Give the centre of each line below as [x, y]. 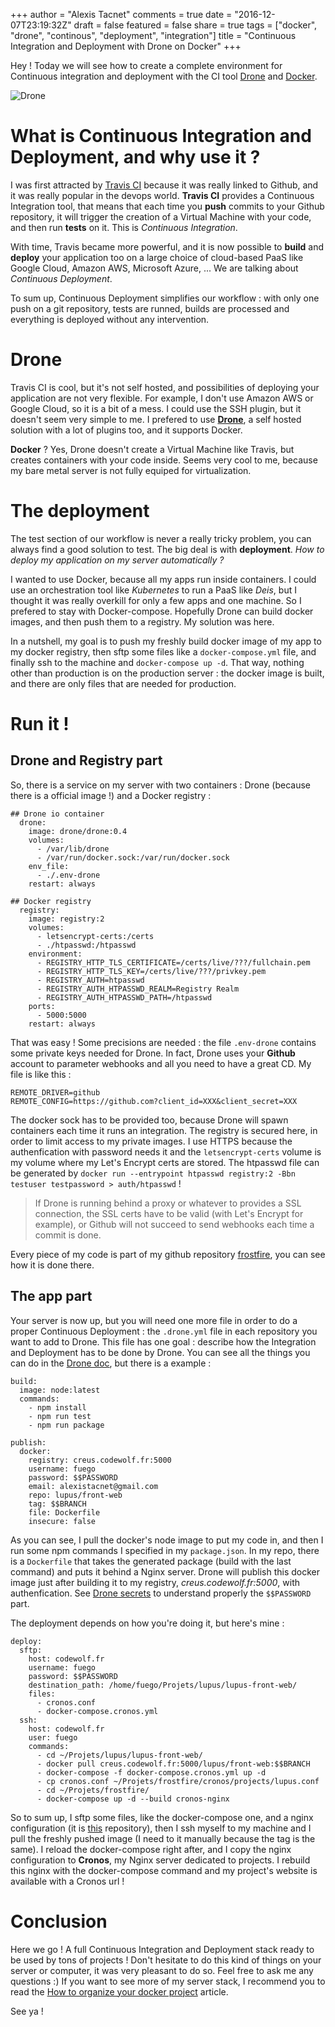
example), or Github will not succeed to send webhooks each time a [174, 1224]
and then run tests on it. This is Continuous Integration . [124, 227]
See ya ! [27, 2011]
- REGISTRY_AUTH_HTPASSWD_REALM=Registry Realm [138, 989]
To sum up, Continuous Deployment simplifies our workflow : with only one [165, 298]
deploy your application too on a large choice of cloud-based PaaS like [157, 257]
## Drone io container [57, 814]
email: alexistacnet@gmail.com [93, 1486]
